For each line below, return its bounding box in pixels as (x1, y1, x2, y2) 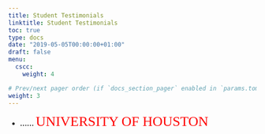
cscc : (15, 63, 34, 71)
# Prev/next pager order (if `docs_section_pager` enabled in (8, 84, 217, 92)
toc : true (8, 26, 41, 34)
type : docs (8, 33, 44, 42)
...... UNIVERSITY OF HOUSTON (19, 114, 209, 130)
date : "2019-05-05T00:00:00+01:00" (8, 41, 125, 49)
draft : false (8, 48, 51, 56)
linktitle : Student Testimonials (8, 19, 118, 27)
